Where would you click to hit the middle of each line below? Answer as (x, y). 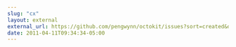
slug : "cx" (23, 13)
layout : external (33, 20)
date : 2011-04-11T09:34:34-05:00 (56, 33)
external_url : (28, 26)
